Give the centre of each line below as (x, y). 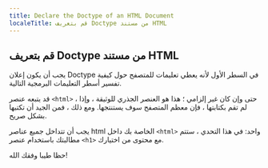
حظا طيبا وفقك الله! (38, 155)
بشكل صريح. (28, 116)
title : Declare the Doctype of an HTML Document (92, 16)
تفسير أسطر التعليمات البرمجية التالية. (66, 83)
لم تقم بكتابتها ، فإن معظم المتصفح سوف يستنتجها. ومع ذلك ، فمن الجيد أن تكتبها (128, 107)
